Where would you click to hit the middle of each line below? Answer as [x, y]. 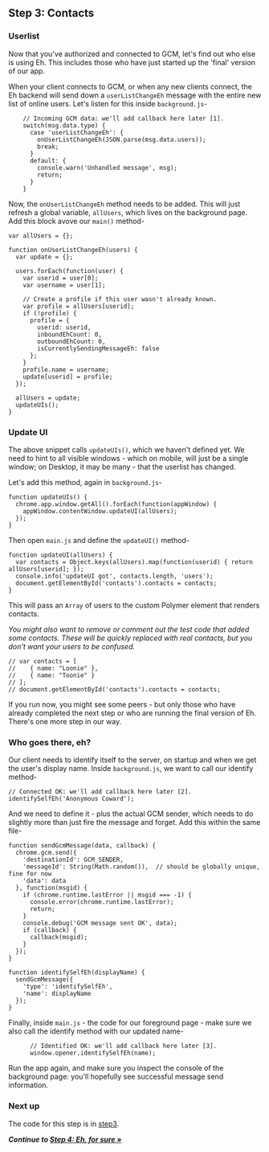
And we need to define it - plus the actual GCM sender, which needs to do [131, 814]
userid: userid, [64, 327]
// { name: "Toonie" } [51, 675]
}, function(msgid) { [52, 888]
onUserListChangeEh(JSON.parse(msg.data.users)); [122, 139]
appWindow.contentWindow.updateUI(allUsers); [100, 511]
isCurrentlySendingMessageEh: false [98, 348]
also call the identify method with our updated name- [96, 1031]
